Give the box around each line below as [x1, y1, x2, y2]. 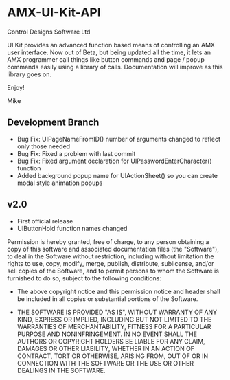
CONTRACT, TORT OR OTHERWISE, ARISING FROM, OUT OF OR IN [16, 352, 208, 360]
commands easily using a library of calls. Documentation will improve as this [7, 63, 223, 71]
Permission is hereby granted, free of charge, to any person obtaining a [7, 237, 209, 245]
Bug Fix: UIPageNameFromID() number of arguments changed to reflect [16, 135, 221, 143]
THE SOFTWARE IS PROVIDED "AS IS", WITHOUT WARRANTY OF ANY [16, 308, 218, 316]
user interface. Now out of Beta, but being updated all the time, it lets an [7, 48, 211, 56]
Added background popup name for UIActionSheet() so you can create [16, 171, 218, 179]
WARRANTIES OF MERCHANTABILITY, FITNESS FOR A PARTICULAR [16, 322, 211, 331]
